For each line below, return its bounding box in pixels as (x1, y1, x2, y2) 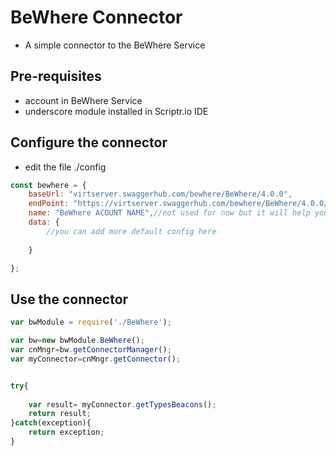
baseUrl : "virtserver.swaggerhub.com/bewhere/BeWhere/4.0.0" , (28, 189, 293, 200)
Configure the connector (10, 134, 168, 151)
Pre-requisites (10, 68, 102, 85)
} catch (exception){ (10, 418, 92, 428)
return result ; (28, 409, 92, 419)
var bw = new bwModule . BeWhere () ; (10, 336, 145, 346)
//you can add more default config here (46, 226, 217, 236)
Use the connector (10, 291, 129, 308)
